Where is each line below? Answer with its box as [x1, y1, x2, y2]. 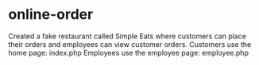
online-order [8, 5, 94, 23]
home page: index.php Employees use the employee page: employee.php [8, 48, 249, 57]
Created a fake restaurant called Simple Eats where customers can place [8, 31, 246, 41]
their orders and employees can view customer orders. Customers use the [8, 39, 252, 49]
